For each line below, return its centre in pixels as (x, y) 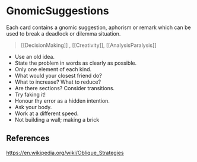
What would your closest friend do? (58, 75)
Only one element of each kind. (53, 69)
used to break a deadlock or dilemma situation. (63, 33)
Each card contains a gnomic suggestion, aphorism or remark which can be (99, 27)
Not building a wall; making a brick (57, 119)
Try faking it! (30, 94)
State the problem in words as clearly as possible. (76, 63)
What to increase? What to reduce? (58, 82)
